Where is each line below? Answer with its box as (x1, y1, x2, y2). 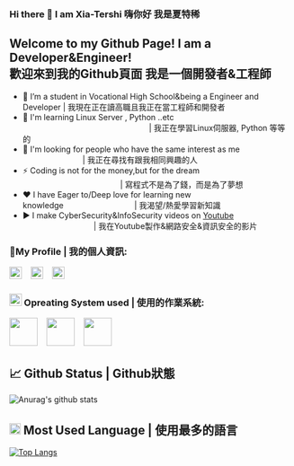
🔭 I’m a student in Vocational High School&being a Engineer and (22, 91, 259, 101)
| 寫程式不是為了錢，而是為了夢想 (120, 179, 244, 189)
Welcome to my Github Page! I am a (9, 36, 211, 51)
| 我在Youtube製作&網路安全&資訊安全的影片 (93, 220, 258, 231)
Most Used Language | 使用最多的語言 (22, 422, 238, 437)
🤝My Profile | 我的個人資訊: (9, 245, 128, 258)
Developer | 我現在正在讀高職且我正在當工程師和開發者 (22, 101, 226, 112)
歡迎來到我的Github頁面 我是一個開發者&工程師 (9, 66, 272, 82)
